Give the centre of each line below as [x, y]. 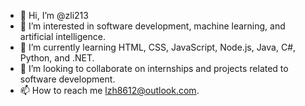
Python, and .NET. [57, 58]
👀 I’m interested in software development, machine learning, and [152, 26]
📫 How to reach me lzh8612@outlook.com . [109, 90]
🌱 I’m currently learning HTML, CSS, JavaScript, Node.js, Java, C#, [158, 47]
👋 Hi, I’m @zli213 [54, 15]
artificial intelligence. [62, 36]
